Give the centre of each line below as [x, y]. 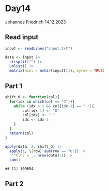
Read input [22, 37]
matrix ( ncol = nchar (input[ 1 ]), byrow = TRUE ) [57, 71]
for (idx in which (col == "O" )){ [42, 102]
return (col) [22, 133]
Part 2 [14, 183]
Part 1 [14, 86]
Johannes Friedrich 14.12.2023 [36, 22]
